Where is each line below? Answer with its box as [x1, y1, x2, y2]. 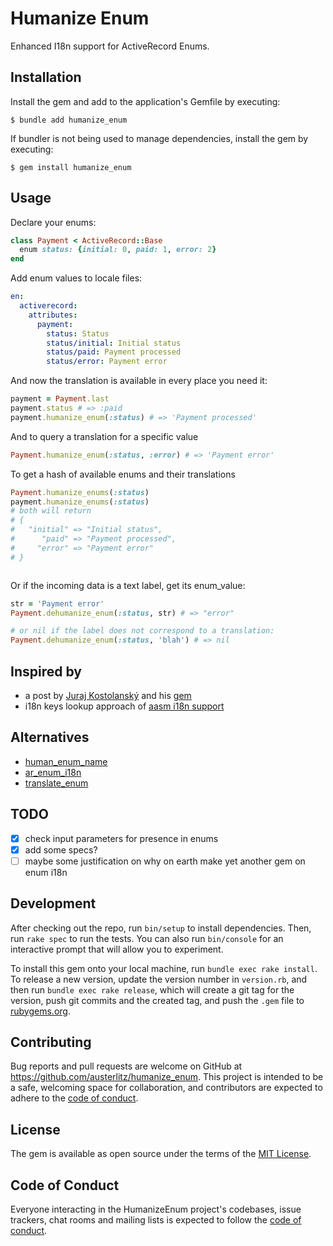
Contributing [10, 1034, 92, 1051]
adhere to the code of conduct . [10, 1092, 139, 1104]
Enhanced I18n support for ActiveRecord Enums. [10, 40, 210, 52]
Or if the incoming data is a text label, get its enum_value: [10, 579, 246, 591]
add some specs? [24, 843, 98, 856]
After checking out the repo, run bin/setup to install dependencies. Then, [10, 922, 312, 934]
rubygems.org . [10, 1005, 71, 1017]
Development [10, 895, 97, 912]
